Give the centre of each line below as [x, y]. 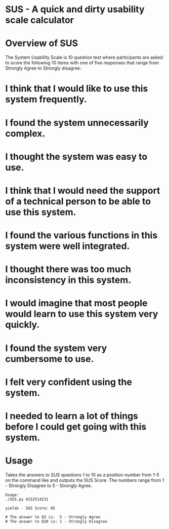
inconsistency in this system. [68, 280]
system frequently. [46, 99]
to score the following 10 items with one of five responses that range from [82, 63]
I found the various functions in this [81, 236]
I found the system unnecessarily [77, 122]
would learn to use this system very [82, 314]
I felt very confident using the [69, 382]
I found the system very [56, 348]
